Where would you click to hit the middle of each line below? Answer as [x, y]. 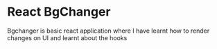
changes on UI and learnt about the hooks [67, 37]
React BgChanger [59, 12]
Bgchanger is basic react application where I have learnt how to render [108, 31]
